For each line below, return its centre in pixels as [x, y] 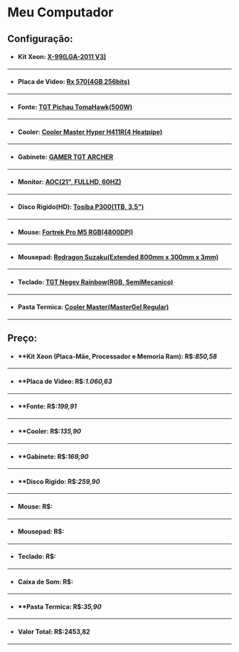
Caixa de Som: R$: [45, 581]
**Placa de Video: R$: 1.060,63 [65, 381]
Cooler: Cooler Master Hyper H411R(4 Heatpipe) [90, 132]
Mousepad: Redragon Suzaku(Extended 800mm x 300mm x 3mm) [118, 257]
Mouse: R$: [35, 507]
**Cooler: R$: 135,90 [49, 431]
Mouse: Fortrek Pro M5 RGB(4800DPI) [75, 232]
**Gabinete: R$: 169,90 [53, 456]
